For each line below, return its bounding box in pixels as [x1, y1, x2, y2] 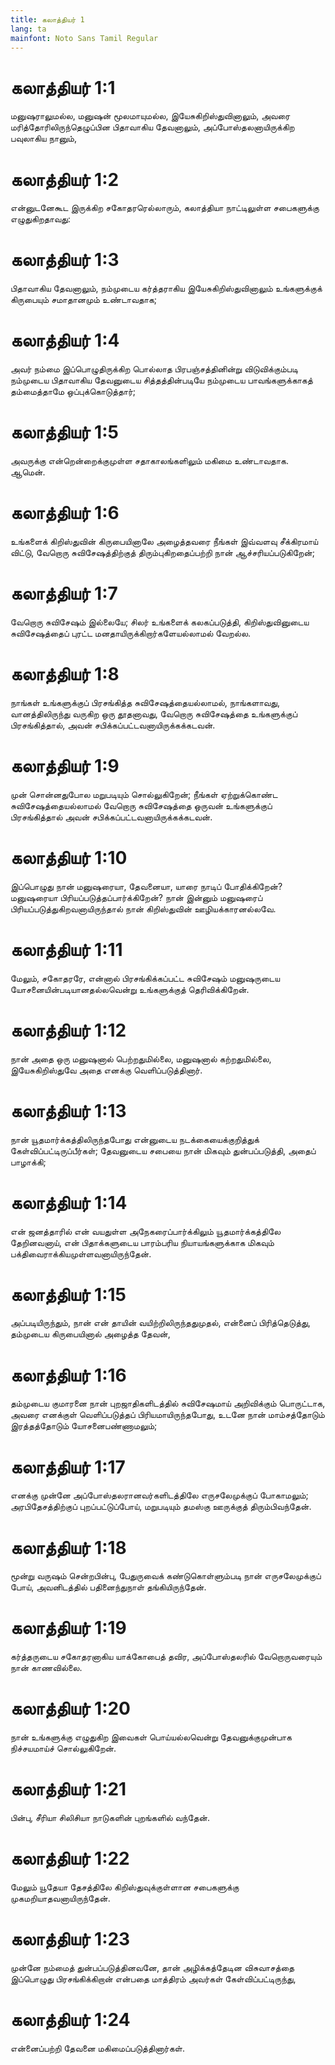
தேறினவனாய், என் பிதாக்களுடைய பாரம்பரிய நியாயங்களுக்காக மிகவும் [10, 1236, 275, 1248]
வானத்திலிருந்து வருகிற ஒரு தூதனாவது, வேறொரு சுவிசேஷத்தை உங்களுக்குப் [10, 707, 298, 720]
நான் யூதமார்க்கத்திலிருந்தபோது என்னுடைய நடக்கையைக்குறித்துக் [10, 1133, 260, 1145]
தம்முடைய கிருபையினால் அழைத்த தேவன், [10, 1328, 171, 1340]
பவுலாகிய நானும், [10, 132, 77, 145]
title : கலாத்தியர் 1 [10, 14, 85, 25]
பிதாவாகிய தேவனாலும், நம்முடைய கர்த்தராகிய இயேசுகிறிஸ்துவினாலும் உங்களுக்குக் [10, 282, 323, 295]
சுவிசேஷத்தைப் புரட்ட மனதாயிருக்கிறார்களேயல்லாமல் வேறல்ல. [10, 627, 252, 639]
